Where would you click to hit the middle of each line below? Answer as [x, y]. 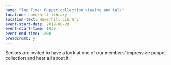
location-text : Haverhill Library [42, 19]
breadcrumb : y [20, 39]
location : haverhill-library [36, 15]
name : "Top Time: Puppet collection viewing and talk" [65, 10]
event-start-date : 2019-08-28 [38, 24]
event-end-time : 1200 [28, 34]
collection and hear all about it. [38, 58]
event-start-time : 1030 [31, 29]
